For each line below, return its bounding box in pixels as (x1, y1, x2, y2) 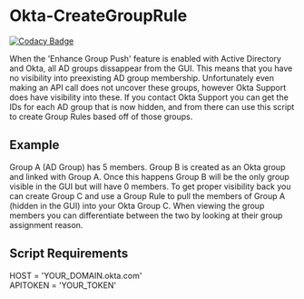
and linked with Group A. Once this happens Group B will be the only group (9, 171, 290, 182)
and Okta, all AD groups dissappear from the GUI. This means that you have (9, 63, 293, 74)
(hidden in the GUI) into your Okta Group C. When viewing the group (9, 200, 265, 211)
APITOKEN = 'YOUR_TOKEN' (9, 279, 117, 291)
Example (9, 137, 60, 153)
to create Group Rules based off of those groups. (9, 111, 193, 122)
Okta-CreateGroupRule (9, 5, 188, 26)
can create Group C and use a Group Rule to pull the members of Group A (9, 190, 286, 201)
